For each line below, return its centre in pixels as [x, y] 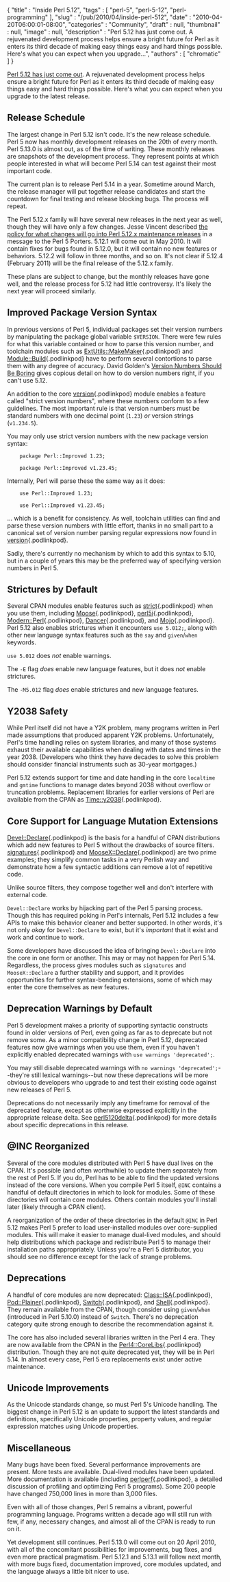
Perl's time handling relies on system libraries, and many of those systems [112, 743]
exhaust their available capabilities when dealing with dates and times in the [114, 750]
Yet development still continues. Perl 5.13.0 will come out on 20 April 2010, [112, 1542]
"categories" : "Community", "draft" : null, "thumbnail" [144, 24]
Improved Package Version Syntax [82, 313]
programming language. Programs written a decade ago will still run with [110, 1515]
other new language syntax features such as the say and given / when [102, 635]
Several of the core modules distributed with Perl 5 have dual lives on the [110, 1163]
